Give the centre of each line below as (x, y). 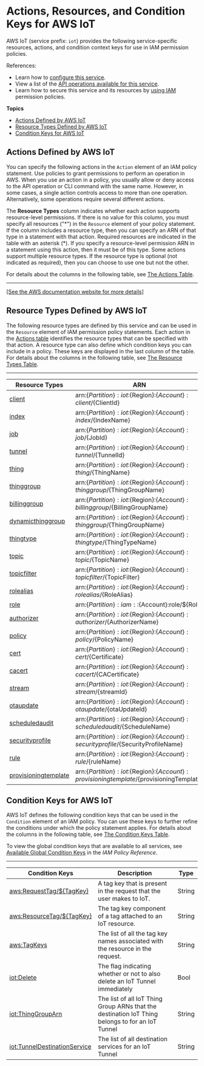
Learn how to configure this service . (60, 77)
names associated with (131, 941)
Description (135, 874)
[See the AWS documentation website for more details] (75, 291)
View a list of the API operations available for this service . (87, 84)
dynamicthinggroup (37, 521)
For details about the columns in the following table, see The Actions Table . (100, 274)
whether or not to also (129, 974)
